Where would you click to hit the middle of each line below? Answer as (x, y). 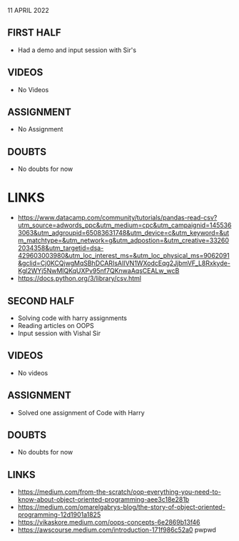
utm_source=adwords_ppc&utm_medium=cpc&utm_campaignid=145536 (124, 225)
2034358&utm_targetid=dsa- (61, 248)
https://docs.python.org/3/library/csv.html (79, 279)
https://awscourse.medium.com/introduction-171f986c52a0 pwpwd (117, 530)
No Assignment (40, 129)
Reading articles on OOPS (56, 326)
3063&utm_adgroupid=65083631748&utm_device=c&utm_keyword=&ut (123, 233)
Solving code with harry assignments (72, 318)
